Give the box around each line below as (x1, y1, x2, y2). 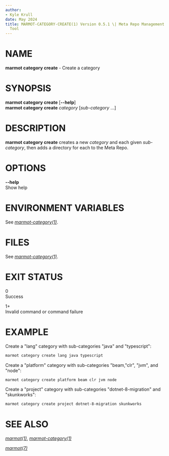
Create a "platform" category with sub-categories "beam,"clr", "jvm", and (5, 362, 158, 368)
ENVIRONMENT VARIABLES (5, 202, 124, 214)
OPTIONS (5, 163, 46, 174)
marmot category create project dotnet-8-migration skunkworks (5, 401, 142, 407)
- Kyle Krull (5, 12, 33, 17)
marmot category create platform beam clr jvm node (5, 377, 117, 383)
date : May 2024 (5, 17, 38, 22)
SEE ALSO (5, 419, 49, 430)
